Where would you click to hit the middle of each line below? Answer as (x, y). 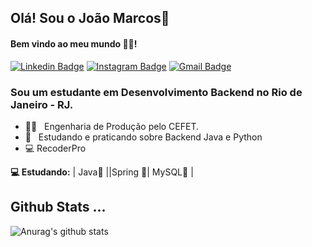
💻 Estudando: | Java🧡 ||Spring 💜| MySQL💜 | (102, 172)
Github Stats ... (58, 207)
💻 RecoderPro (55, 148)
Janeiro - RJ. (42, 104)
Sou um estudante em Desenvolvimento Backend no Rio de (156, 92)
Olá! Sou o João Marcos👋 (90, 18)
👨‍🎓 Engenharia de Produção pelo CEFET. (112, 126)
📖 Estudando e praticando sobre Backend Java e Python (143, 137)
